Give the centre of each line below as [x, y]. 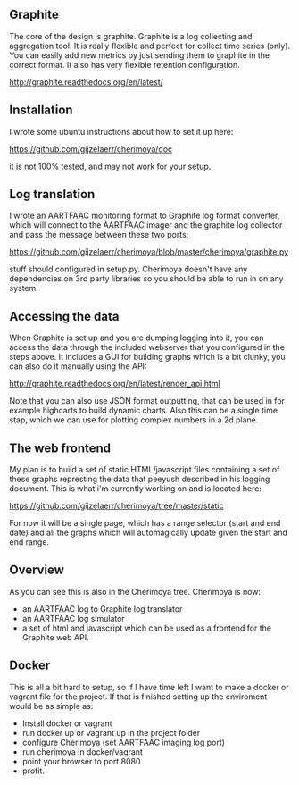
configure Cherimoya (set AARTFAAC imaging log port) [124, 742]
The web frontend [60, 448]
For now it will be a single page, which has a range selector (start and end [145, 523]
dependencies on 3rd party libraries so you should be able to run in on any [146, 279]
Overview [37, 570]
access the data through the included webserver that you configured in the [147, 347]
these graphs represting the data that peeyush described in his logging [140, 479]
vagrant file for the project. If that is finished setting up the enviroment [138, 697]
